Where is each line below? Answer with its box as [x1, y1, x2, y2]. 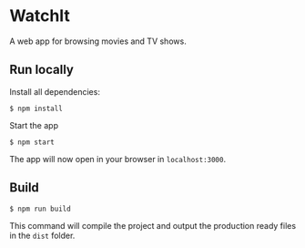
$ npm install [9, 104, 64, 113]
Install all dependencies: [9, 86, 100, 97]
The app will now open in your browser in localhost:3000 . [9, 153, 226, 164]
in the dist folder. [9, 230, 76, 241]
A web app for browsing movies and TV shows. [9, 36, 187, 46]
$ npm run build [9, 204, 71, 213]
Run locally [9, 62, 75, 77]
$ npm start [9, 138, 55, 147]
